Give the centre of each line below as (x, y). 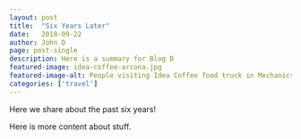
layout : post (34, 17)
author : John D (38, 42)
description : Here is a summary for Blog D (92, 59)
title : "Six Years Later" (60, 26)
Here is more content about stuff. (70, 127)
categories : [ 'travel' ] (54, 84)
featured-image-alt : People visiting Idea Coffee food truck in (132, 76)
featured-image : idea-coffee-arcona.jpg (86, 68)
